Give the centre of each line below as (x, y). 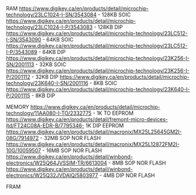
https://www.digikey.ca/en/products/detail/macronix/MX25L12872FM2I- (93, 144)
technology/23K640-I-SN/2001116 (47, 83)
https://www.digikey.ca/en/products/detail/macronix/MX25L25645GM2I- (94, 132)
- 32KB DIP (45, 77)
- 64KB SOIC (58, 40)
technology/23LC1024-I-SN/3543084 (51, 15)
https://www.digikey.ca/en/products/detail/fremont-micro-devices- (87, 119)
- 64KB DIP (52, 52)
